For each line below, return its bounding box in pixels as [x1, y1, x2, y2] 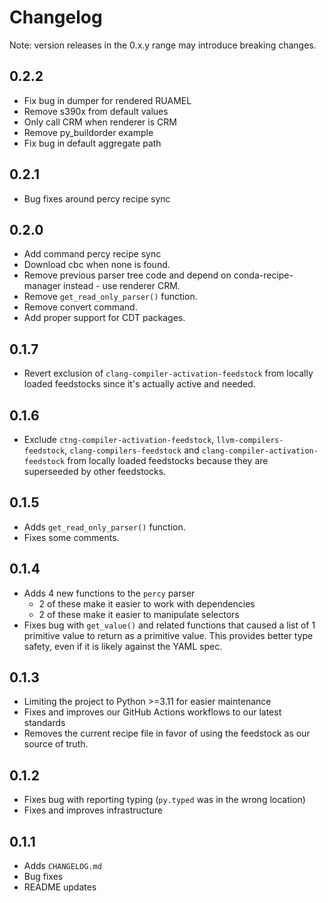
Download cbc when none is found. [23, 259, 171, 271]
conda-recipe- [233, 269, 294, 281]
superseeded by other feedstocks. [23, 466, 167, 477]
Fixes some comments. [23, 531, 120, 543]
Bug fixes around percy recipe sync [23, 192, 171, 205]
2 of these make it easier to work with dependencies [38, 597, 256, 610]
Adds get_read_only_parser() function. [23, 521, 186, 533]
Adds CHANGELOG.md [23, 860, 102, 872]
